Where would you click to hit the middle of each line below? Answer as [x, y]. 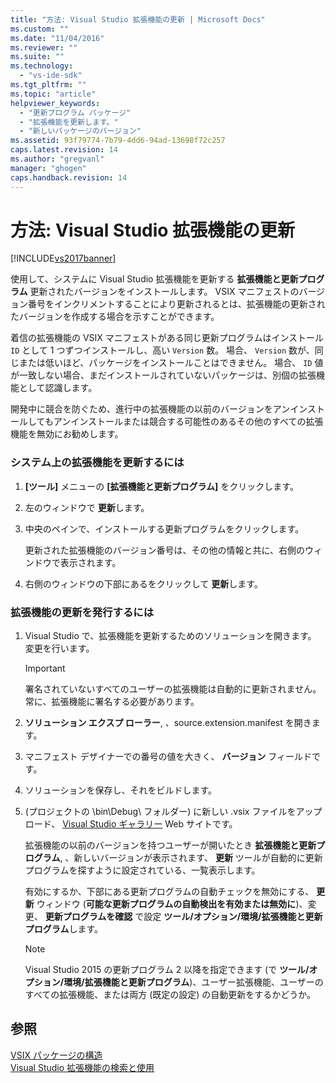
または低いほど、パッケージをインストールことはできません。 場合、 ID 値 [171, 363]
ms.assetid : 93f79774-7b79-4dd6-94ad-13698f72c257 [118, 141]
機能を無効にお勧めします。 [67, 434]
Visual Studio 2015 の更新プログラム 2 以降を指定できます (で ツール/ [167, 970]
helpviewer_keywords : [55, 103]
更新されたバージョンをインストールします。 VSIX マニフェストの [164, 292]
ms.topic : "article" [53, 94]
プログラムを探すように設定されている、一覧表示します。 [142, 870]
